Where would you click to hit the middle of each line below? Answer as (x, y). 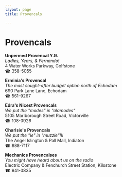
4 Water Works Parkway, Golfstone (40, 66)
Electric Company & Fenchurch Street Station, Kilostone (61, 165)
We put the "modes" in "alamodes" (40, 111)
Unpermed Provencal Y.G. (32, 56)
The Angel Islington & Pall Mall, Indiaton (44, 141)
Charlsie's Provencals (28, 130)
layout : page (18, 9)
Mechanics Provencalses (31, 155)
